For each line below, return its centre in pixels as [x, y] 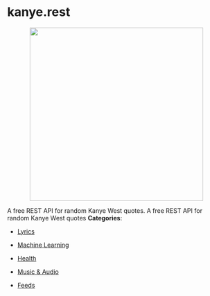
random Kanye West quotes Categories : [65, 218]
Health [27, 258]
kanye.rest [39, 12]
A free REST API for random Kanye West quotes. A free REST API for [105, 210]
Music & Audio [38, 272]
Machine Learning [43, 245]
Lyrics [26, 231]
